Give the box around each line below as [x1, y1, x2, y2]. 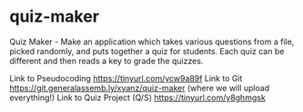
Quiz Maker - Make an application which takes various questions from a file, [9, 36, 295, 47]
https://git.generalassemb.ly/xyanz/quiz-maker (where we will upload [9, 82, 270, 93]
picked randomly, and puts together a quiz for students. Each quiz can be [9, 45, 285, 56]
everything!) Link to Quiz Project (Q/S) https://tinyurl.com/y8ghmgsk [9, 92, 266, 103]
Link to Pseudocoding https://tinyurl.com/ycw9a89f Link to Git [9, 72, 243, 83]
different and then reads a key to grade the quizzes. [9, 55, 204, 66]
